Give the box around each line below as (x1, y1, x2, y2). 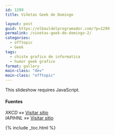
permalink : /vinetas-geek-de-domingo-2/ (5, 31, 92, 36)
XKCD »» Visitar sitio (5, 110, 49, 116)
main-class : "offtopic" (5, 73, 56, 78)
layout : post (5, 21, 33, 26)
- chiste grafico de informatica (10, 54, 81, 59)
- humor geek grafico (10, 59, 56, 64)
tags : (5, 49, 17, 55)
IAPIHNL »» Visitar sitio (5, 115, 54, 121)
